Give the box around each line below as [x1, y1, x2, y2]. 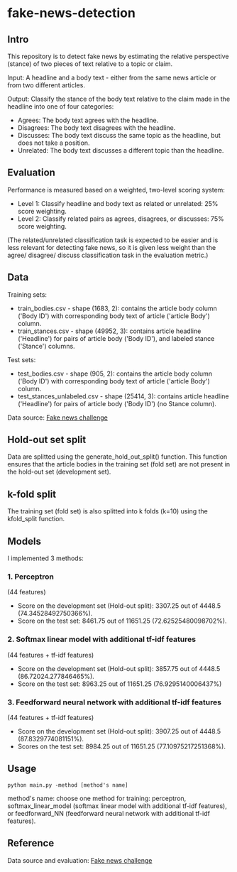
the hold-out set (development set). [7, 467, 111, 476]
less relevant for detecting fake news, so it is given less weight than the [7, 243, 216, 251]
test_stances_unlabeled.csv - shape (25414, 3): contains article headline [17, 392, 229, 400]
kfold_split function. [7, 515, 65, 523]
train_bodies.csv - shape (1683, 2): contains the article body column [17, 304, 218, 312]
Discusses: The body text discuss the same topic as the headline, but [17, 131, 221, 139]
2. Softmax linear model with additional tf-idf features [7, 634, 197, 644]
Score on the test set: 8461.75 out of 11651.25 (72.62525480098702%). [17, 616, 227, 626]
